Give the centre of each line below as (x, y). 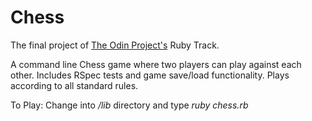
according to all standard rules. (74, 85)
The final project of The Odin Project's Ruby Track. (115, 45)
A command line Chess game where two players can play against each (156, 64)
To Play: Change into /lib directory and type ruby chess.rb (129, 105)
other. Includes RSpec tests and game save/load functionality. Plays (150, 75)
